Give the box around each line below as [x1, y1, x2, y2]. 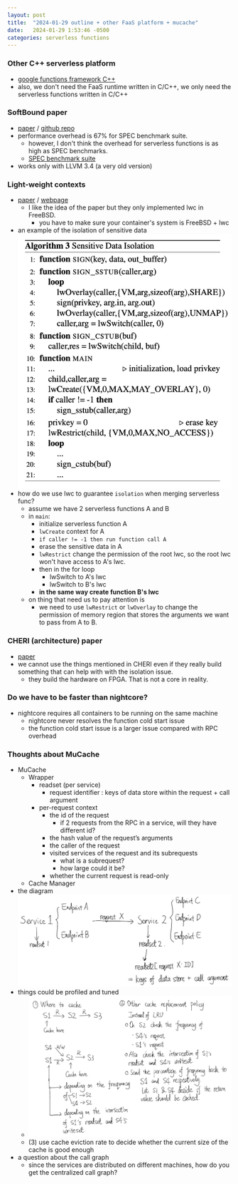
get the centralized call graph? [28, 1168, 118, 1176]
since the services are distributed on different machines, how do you [28, 1160, 229, 1169]
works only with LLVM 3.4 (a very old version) [17, 161, 153, 170]
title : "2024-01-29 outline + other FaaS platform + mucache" [7, 19, 199, 26]
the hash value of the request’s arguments [49, 834, 173, 843]
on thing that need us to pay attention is [28, 595, 145, 604]
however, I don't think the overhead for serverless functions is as [28, 139, 219, 148]
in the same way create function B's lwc [38, 588, 160, 597]
